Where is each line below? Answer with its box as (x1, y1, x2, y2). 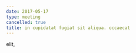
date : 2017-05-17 (6, 8, 49, 15)
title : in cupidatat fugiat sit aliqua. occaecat (6, 24, 131, 31)
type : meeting (6, 14, 41, 20)
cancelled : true (6, 19, 46, 25)
